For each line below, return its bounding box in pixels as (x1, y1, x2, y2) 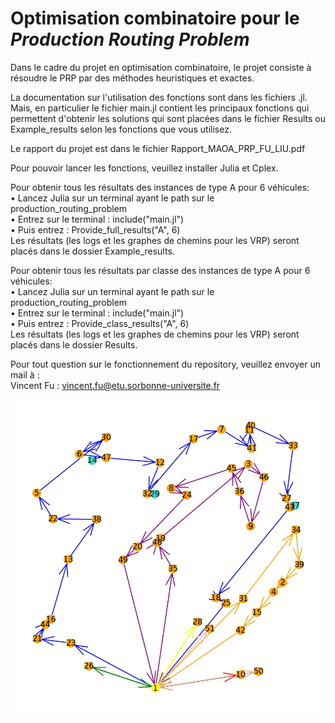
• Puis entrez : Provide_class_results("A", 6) (10, 317, 190, 329)
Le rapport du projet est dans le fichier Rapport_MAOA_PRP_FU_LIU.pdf (10, 142, 306, 154)
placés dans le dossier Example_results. (10, 245, 175, 257)
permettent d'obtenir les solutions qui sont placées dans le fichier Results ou (10, 112, 326, 124)
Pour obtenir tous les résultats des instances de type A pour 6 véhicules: (10, 181, 310, 193)
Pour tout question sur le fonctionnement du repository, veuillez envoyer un (10, 358, 322, 370)
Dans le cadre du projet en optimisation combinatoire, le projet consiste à (10, 61, 312, 73)
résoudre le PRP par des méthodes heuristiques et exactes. (10, 72, 255, 84)
